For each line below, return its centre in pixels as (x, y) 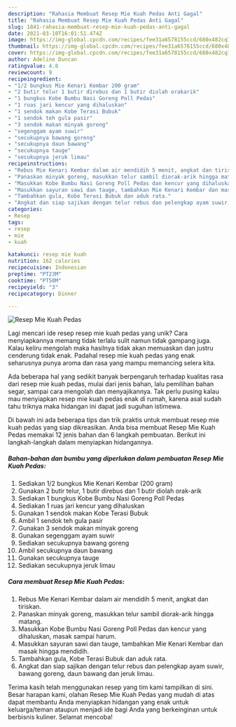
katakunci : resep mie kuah (47, 254)
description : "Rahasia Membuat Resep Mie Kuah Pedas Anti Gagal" (105, 14)
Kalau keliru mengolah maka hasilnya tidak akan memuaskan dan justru (111, 348)
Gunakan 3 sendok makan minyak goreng (78, 528)
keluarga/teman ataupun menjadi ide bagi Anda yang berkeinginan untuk (113, 709)
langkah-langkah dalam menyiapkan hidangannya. (81, 442)
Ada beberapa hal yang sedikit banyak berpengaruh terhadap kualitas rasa (116, 376)
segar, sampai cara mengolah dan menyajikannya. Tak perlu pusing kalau (113, 392)
